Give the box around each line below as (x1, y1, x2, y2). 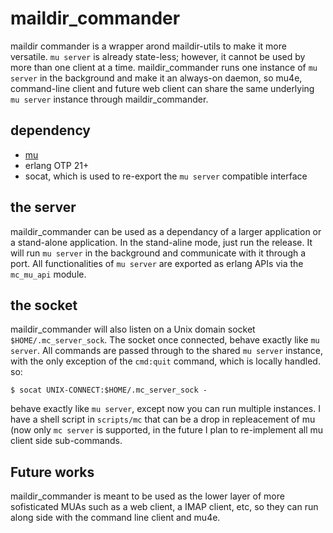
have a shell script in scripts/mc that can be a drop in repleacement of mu (10, 413, 316, 426)
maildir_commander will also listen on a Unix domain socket (10, 323, 256, 336)
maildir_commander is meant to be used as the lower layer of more (10, 490, 285, 502)
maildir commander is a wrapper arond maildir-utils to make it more (10, 40, 287, 52)
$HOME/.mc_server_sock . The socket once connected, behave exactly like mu (10, 334, 320, 346)
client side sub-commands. (10, 435, 123, 447)
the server (10, 199, 77, 216)
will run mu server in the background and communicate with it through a (10, 247, 307, 259)
